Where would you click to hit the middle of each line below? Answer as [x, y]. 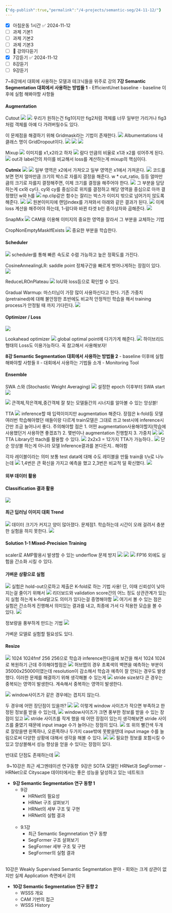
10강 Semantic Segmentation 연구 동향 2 [55, 886]
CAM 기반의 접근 [37, 899]
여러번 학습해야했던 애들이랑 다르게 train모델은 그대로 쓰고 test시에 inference [83, 420]
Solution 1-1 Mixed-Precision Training [46, 543]
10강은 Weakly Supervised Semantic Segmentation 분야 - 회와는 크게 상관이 [83, 869]
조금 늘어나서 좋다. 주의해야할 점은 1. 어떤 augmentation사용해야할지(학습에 [90, 426]
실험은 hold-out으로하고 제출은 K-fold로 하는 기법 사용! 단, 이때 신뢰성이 [83, 587]
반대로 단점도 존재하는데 [29, 755]
